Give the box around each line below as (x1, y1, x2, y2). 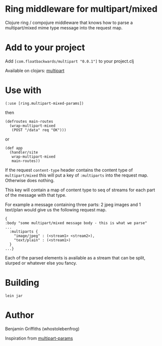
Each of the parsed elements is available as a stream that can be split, (5, 254, 145, 260)
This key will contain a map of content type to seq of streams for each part (5, 187, 155, 193)
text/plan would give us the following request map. (5, 207, 107, 212)
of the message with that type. (5, 192, 67, 198)
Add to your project (5, 42, 85, 53)
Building (5, 277, 40, 288)
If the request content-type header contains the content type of (5, 167, 133, 173)
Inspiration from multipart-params (5, 335, 73, 341)
